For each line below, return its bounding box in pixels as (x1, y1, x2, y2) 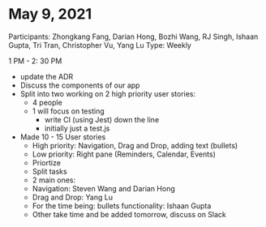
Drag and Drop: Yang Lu (32, 192, 114, 202)
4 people (32, 97, 62, 107)
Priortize (32, 157, 61, 167)
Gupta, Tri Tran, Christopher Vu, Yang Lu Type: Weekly (8, 40, 192, 49)
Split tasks (32, 166, 67, 176)
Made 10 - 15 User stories (19, 131, 106, 142)
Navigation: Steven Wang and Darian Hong (32, 183, 176, 193)
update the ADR (19, 71, 74, 81)
